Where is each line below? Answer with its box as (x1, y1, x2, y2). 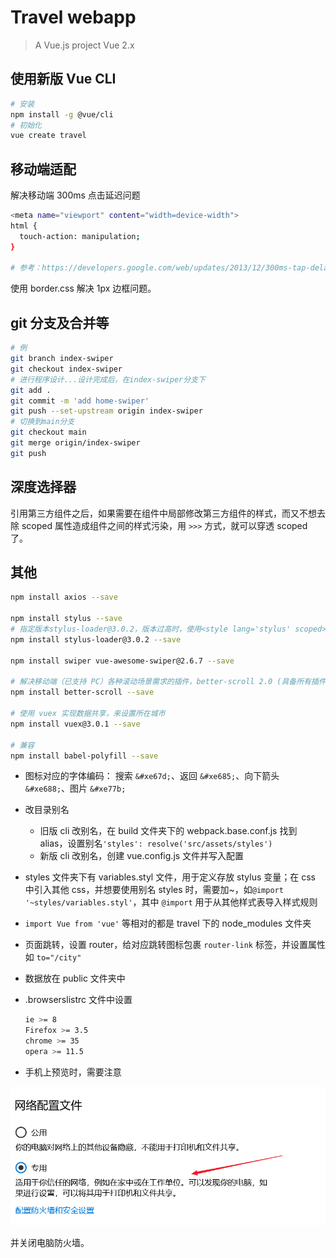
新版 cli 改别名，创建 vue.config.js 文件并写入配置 (39, 850, 245, 862)
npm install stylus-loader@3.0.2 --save (10, 634, 182, 645)
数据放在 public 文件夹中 (24, 972, 126, 985)
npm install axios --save (10, 592, 118, 603)
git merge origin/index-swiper (10, 438, 141, 448)
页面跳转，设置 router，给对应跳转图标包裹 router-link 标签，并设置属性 (24, 939, 326, 951)
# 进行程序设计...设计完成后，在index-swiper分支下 (10, 374, 206, 385)
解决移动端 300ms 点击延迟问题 (10, 189, 141, 201)
